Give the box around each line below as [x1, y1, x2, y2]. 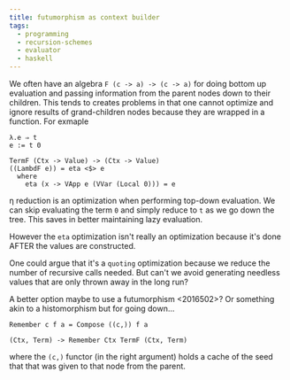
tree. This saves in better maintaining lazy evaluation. [9, 214, 203, 224]
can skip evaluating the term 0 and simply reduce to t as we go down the [9, 205, 275, 215]
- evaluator [17, 46, 62, 55]
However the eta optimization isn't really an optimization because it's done [9, 231, 281, 242]
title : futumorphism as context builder [9, 12, 161, 22]
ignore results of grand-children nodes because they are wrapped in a [9, 107, 265, 117]
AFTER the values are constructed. [9, 241, 136, 251]
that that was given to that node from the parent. [9, 361, 186, 371]
